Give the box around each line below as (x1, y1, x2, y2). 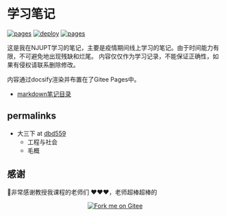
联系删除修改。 (36, 60, 79, 69)
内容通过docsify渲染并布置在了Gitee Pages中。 (7, 75, 140, 83)
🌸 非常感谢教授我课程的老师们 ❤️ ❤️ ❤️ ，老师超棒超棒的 (7, 188, 158, 196)
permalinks (7, 110, 57, 122)
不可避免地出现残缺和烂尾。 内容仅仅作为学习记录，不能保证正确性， (18, 52, 213, 60)
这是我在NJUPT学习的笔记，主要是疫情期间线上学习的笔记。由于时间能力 (7, 43, 214, 51)
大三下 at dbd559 (16, 129, 66, 137)
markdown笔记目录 (16, 90, 72, 98)
